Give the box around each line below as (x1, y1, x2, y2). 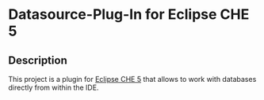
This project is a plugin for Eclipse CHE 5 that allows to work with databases (8, 75, 257, 83)
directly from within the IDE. (8, 83, 99, 92)
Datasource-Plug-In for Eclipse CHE (8, 6, 250, 24)
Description (8, 54, 67, 67)
